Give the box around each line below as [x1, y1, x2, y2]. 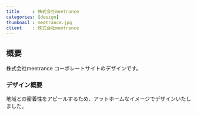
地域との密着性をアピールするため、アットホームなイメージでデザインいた [6, 95, 186, 103]
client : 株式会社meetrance [6, 25, 79, 31]
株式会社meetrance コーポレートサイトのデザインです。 [6, 65, 142, 72]
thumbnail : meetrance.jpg [6, 19, 72, 25]
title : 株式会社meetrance [6, 8, 79, 15]
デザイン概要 [6, 80, 43, 89]
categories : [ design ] [6, 14, 59, 20]
